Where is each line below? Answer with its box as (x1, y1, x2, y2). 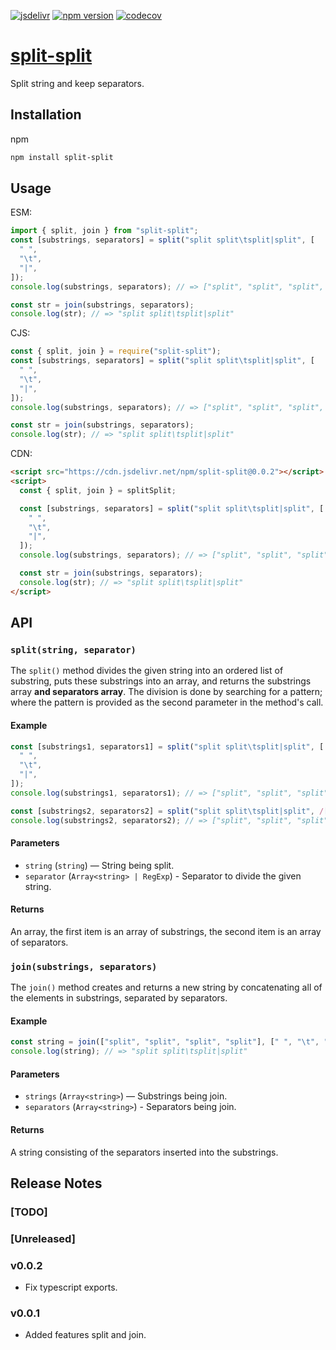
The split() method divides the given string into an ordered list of (10, 665, 284, 677)
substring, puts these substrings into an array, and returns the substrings (10, 675, 312, 687)
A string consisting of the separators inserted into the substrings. (10, 1146, 279, 1158)
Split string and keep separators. (10, 77, 145, 89)
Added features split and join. (24, 1329, 147, 1341)
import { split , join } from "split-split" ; (10, 226, 199, 236)
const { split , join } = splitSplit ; (19, 485, 177, 495)
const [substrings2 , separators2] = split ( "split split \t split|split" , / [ (10, 806, 329, 816)
